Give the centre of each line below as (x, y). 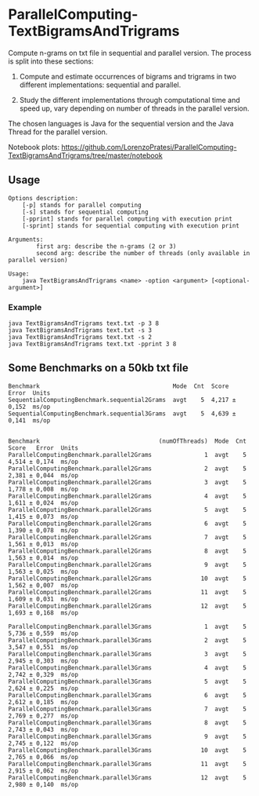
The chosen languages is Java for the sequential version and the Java (121, 123)
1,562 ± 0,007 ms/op (43, 585)
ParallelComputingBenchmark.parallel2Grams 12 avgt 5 (127, 606)
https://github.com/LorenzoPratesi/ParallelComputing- (149, 147)
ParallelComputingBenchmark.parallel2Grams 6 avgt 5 (127, 524)
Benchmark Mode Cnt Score (119, 386)
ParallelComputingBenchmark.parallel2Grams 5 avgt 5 (127, 509)
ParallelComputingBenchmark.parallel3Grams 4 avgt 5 (127, 668)
